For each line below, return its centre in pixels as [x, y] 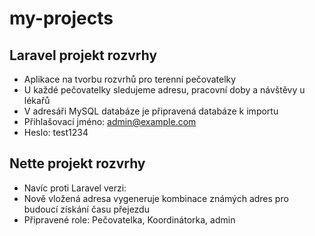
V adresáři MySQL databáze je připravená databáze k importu [151, 111]
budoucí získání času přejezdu [86, 209]
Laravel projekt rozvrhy [83, 55]
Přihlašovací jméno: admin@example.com [110, 121]
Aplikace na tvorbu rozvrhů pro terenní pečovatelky [130, 79]
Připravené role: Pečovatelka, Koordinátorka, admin [129, 219]
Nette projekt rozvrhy [77, 163]
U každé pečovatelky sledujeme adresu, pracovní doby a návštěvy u [164, 90]
